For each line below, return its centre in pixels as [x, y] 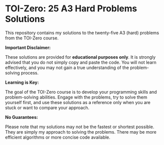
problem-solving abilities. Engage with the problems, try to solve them [76, 97]
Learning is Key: [22, 82]
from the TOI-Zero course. [32, 38]
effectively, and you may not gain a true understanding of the [67, 68]
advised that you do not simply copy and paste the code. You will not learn [81, 62]
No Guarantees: [22, 117]
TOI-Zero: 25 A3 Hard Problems [71, 9]
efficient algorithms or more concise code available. [58, 137]
